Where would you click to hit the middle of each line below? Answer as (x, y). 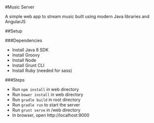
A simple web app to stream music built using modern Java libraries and (77, 16)
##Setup (14, 31)
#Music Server (20, 7)
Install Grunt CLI (28, 65)
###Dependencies (24, 40)
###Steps (15, 80)
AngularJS (15, 22)
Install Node (24, 60)
